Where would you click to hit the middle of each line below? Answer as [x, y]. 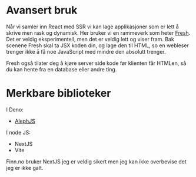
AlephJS [25, 121]
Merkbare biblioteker [59, 94]
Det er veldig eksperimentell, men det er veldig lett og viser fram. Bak [90, 39]
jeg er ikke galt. [25, 168]
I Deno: [15, 109]
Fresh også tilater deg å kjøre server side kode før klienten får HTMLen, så [96, 63]
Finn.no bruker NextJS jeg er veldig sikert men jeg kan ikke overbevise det [96, 161]
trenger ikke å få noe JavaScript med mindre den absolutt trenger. [86, 51]
